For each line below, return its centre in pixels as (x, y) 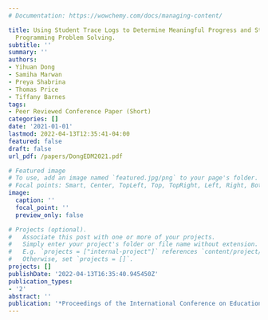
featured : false (35, 141)
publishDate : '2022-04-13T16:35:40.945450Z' (83, 274)
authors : (23, 60)
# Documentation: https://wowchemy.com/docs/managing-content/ (116, 16)
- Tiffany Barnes (37, 97)
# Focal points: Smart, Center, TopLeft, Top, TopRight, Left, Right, (128, 186)
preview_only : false (49, 215)
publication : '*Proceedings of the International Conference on (117, 304)
